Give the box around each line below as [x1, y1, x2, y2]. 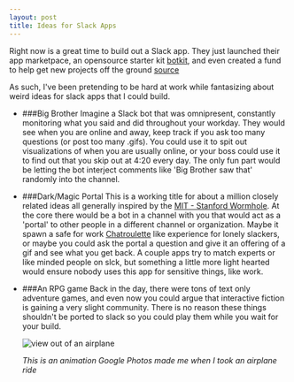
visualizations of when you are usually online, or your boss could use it [21, 145, 281, 156]
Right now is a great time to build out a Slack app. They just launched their [9, 45, 281, 56]
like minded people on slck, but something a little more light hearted [21, 256, 270, 267]
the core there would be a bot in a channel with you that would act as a [21, 210, 282, 220]
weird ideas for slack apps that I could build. [9, 90, 171, 102]
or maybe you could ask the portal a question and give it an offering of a [21, 238, 286, 248]
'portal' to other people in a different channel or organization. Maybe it [21, 218, 279, 230]
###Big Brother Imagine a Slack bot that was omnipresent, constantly [21, 108, 276, 118]
